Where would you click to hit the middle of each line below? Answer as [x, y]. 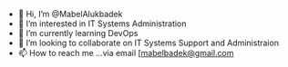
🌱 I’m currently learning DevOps [78, 33]
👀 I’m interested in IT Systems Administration [102, 24]
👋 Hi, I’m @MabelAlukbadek [70, 14]
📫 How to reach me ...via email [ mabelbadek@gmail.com [126, 53]
